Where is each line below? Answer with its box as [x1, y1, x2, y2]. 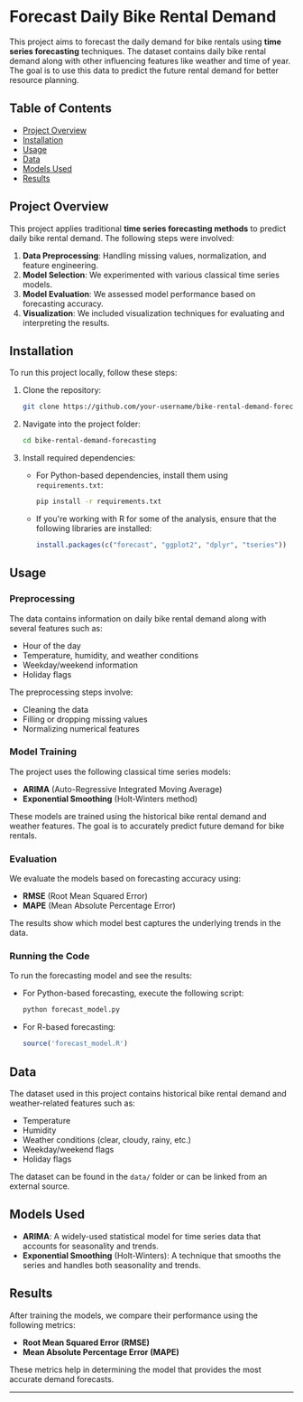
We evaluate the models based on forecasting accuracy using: [9, 874, 242, 884]
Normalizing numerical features [22, 723, 140, 734]
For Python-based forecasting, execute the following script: [22, 987, 244, 999]
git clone [22, 402, 60, 412]
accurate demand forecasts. [9, 1373, 115, 1384]
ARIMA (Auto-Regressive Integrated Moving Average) [22, 783, 223, 794]
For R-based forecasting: [22, 1022, 115, 1033]
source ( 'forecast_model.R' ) [22, 1039, 128, 1049]
